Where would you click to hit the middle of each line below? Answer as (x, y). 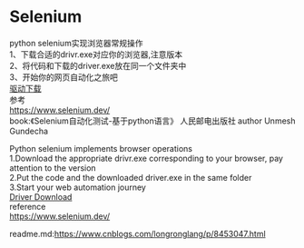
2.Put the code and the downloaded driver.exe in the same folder (131, 177)
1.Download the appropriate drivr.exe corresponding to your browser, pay (147, 158)
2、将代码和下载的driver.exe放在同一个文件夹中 (98, 65)
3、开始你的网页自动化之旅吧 (64, 77)
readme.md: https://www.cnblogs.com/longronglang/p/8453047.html (137, 233)
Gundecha (29, 131)
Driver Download (41, 196)
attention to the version (53, 168)
